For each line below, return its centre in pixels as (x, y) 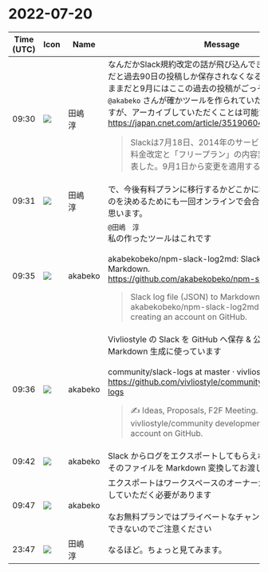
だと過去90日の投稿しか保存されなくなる (185, 76)
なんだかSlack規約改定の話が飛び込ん (178, 64)
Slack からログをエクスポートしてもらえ (182, 455)
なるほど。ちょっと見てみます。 (167, 550)
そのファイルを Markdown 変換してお (177, 467)
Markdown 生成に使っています (164, 351)
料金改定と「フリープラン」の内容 (194, 154)
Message (222, 44)
